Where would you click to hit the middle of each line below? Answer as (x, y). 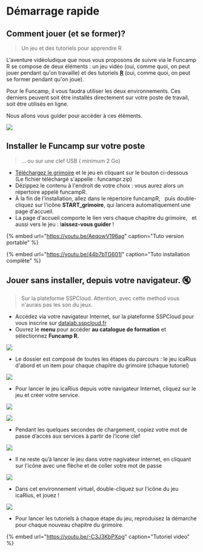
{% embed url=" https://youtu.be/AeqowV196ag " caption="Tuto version (95, 236)
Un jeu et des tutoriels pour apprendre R (71, 48)
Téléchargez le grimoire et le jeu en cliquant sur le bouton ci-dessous (101, 172)
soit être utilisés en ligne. (37, 104)
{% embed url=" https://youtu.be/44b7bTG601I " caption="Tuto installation (98, 254)
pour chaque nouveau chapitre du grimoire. (69, 525)
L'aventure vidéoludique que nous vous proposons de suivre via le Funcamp (101, 60)
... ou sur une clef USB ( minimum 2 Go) (71, 161)
